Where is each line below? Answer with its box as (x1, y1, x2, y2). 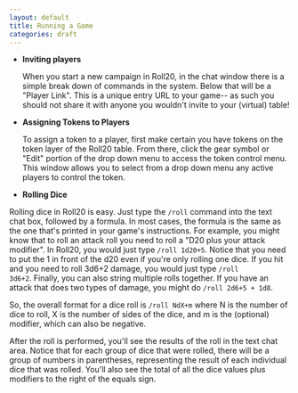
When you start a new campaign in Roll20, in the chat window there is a (21, 71, 285, 82)
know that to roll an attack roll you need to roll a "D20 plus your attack (9, 235, 266, 246)
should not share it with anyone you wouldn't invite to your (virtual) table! (21, 100, 290, 111)
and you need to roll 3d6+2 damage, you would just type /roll (9, 264, 239, 274)
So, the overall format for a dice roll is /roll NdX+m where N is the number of (9, 299, 288, 310)
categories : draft (9, 29, 77, 38)
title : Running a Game (9, 21, 93, 30)
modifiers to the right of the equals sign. (9, 373, 157, 384)
